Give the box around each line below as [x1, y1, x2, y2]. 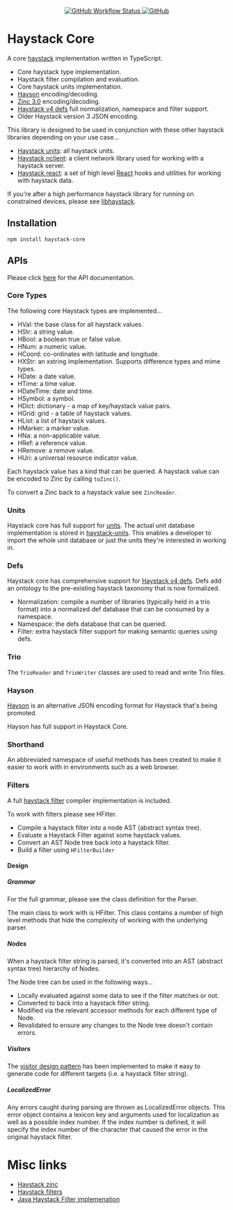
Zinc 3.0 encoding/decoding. [17, 97, 101, 105]
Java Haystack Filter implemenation [17, 1195, 120, 1204]
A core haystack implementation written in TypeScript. [7, 54, 163, 62]
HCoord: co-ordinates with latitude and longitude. [17, 350, 160, 358]
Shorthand [7, 740, 45, 749]
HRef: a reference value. [17, 438, 88, 447]
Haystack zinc [17, 1180, 58, 1189]
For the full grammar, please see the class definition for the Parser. [7, 895, 198, 904]
